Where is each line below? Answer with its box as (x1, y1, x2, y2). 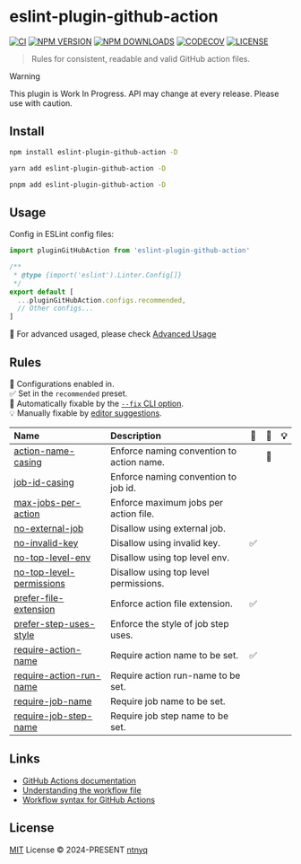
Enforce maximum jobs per (110, 497, 224, 508)
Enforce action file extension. (110, 597, 233, 610)
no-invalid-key (13, 537, 79, 549)
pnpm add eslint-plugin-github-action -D (9, 180, 167, 190)
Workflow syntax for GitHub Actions (21, 794, 155, 805)
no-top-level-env (13, 551, 91, 563)
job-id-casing (13, 476, 74, 489)
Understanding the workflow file (21, 784, 142, 796)
